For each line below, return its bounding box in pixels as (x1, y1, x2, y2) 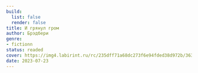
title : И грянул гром (6, 25, 60, 31)
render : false (11, 19, 46, 25)
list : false (11, 14, 41, 20)
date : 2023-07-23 (6, 58, 49, 64)
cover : (6, 52, 22, 58)
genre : (6, 36, 22, 42)
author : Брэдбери (6, 31, 49, 36)
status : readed (6, 47, 44, 53)
